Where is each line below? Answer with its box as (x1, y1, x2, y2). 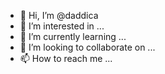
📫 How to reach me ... (19, 53, 113, 64)
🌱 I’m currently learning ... (19, 31, 127, 42)
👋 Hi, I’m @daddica (19, 10, 99, 21)
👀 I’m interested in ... (19, 20, 105, 32)
